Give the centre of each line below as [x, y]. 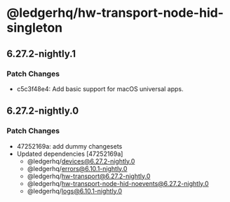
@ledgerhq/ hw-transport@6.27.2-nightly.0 [89, 176]
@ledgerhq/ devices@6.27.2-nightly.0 [81, 161]
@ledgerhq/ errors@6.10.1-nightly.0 [77, 168]
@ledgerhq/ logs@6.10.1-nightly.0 [75, 191]
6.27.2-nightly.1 [41, 54]
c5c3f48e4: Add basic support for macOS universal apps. [100, 88]
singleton [35, 28]
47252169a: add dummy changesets [69, 146]
